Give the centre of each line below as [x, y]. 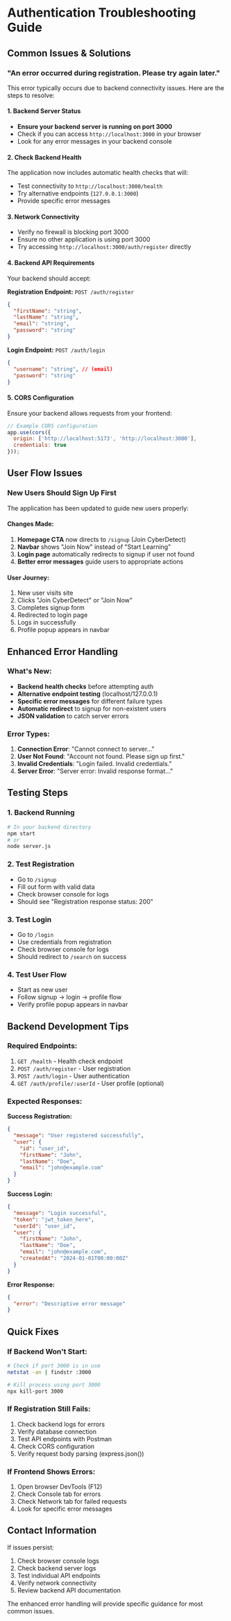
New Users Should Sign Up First [62, 493]
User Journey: [28, 577]
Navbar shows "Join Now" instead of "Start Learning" [94, 547]
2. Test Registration [41, 864]
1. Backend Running [41, 813]
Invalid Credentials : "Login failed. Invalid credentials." [94, 764]
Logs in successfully [46, 622]
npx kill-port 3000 [35, 1391]
